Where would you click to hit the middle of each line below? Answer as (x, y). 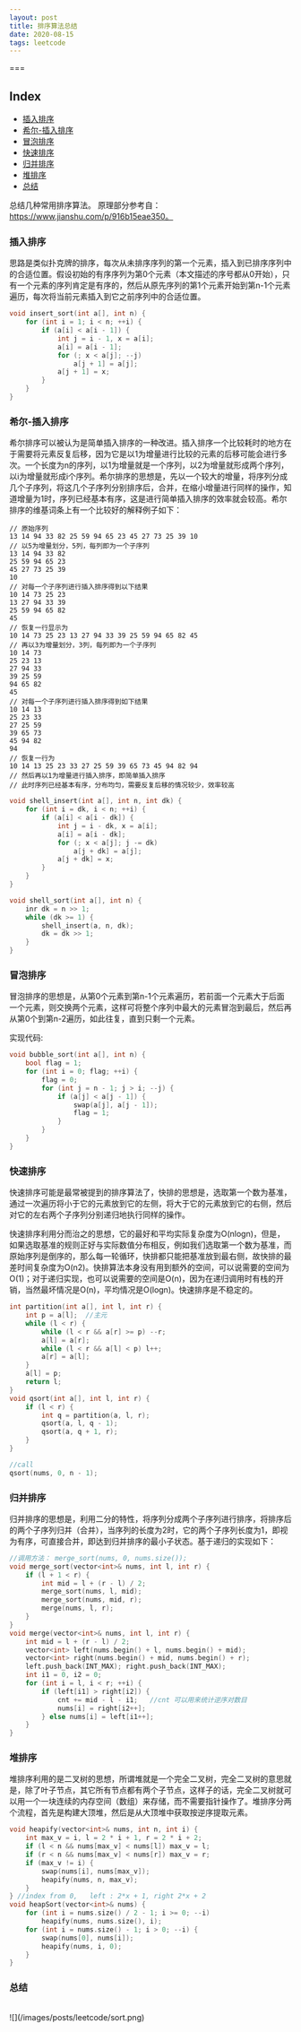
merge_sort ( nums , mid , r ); (92, 1600)
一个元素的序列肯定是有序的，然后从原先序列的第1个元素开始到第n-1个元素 (154, 285)
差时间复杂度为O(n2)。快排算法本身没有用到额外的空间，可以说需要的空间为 (149, 1267)
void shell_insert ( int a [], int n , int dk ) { (95, 801)
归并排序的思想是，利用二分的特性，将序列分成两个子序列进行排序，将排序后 (150, 1518)
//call (21, 1465)
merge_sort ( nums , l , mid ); (92, 1592)
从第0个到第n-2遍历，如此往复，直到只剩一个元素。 (104, 1019)
